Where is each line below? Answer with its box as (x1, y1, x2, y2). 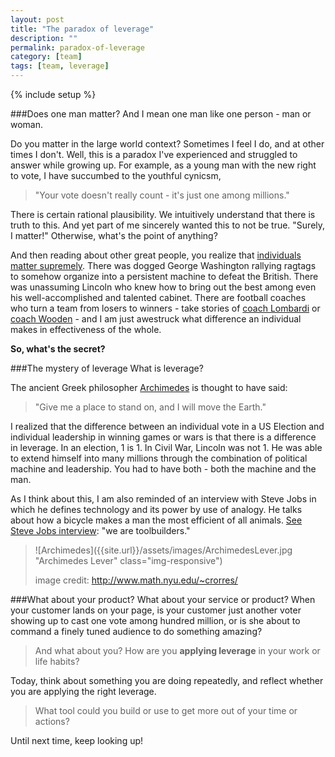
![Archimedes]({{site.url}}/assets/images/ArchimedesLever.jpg (34, 544, 293, 556)
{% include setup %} (10, 89, 97, 100)
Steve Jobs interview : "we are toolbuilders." (10, 525, 191, 536)
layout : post (10, 14, 65, 25)
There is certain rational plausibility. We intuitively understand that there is (10, 209, 316, 220)
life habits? (34, 656, 80, 667)
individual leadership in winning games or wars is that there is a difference (10, 431, 317, 443)
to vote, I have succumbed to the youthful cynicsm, (10, 170, 222, 181)
